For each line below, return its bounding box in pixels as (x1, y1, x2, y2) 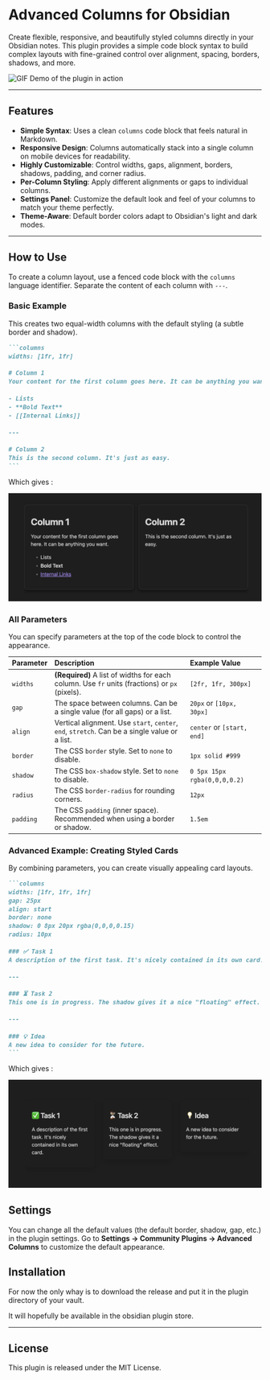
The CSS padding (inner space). (54, 806, 159, 815)
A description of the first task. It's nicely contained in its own (8, 955, 243, 964)
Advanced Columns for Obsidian (8, 6, 231, 24)
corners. (54, 794, 83, 803)
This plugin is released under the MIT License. (8, 1363, 162, 1373)
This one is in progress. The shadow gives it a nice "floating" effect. (8, 999, 261, 1007)
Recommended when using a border (54, 814, 175, 823)
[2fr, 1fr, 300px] (190, 680, 252, 688)
